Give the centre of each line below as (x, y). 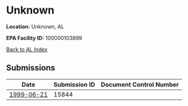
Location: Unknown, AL (35, 26)
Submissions (31, 68)
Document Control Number (140, 84)
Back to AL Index (27, 49)
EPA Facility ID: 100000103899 (44, 38)
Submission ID (74, 84)
